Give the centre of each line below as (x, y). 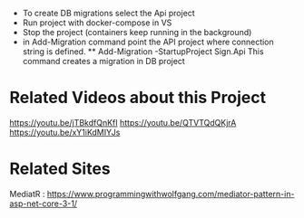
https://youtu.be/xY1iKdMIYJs (65, 132)
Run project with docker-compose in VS (97, 23)
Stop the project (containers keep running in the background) (137, 32)
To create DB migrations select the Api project (108, 13)
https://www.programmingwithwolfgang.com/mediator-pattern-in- (171, 194)
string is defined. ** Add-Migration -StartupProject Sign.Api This (143, 52)
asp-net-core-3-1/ (44, 204)
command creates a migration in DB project (104, 61)
